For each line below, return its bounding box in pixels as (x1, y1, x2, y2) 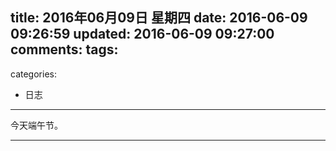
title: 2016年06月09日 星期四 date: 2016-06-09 (10, 9, 308, 27)
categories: (10, 68, 57, 80)
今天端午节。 (10, 119, 63, 131)
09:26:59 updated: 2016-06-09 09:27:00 (10, 26, 275, 43)
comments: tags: (10, 41, 119, 58)
